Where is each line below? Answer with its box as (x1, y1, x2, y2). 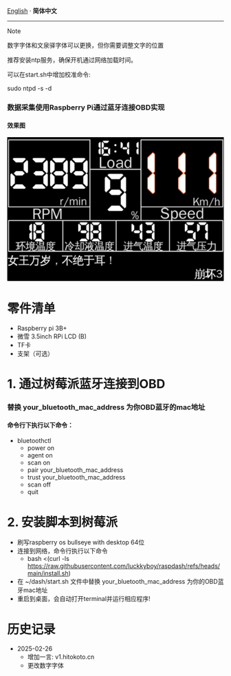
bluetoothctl (16, 437, 52, 445)
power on (27, 444, 55, 452)
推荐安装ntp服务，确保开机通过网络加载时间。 (7, 56, 137, 64)
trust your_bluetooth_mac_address (27, 473, 126, 482)
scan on (27, 458, 50, 467)
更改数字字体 (27, 662, 64, 670)
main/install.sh (27, 569, 69, 577)
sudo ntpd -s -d (7, 84, 52, 92)
